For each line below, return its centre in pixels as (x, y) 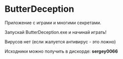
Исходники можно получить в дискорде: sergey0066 (61, 51)
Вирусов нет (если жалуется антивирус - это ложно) (60, 42)
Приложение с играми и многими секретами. (53, 23)
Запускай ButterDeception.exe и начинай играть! (56, 32)
